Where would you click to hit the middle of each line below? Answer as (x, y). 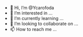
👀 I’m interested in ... (31, 13)
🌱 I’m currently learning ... (37, 18)
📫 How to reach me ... (33, 29)
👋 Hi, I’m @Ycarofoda (32, 8)
